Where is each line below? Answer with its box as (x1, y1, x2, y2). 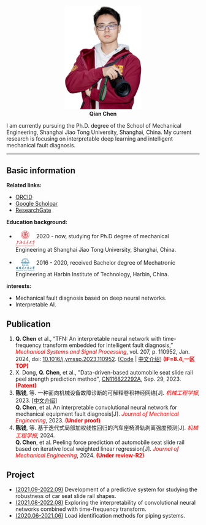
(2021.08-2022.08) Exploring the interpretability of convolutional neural (15, 499, 196, 506)
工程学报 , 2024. (15, 432, 55, 439)
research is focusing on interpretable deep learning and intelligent (6, 135, 174, 142)
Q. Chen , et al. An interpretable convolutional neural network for (15, 404, 178, 411)
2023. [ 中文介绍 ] (15, 397, 58, 404)
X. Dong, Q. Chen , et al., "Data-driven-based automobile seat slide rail (15, 369, 193, 376)
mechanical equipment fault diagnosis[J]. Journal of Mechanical (15, 410, 179, 418)
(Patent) (15, 382, 37, 389)
